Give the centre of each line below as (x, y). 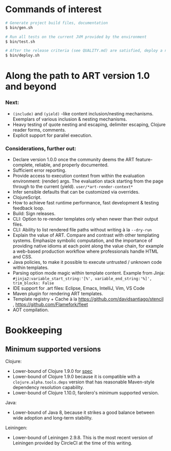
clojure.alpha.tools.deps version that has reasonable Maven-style (83, 382)
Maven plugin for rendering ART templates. (58, 293)
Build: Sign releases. (34, 213)
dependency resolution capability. (48, 387)
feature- (144, 159)
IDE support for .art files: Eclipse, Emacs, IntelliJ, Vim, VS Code (79, 288)
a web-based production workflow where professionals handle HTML (85, 251)
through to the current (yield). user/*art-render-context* (73, 186)
